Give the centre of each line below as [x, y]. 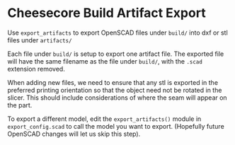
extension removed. [36, 69]
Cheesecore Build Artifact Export [107, 13]
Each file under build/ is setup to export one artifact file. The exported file [116, 54]
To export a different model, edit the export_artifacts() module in [104, 119]
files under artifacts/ [40, 40]
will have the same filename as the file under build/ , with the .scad [105, 61]
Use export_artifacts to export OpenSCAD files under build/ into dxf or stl [117, 33]
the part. [20, 105]
